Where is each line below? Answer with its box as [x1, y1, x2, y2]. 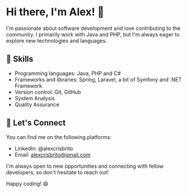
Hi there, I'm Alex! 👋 [6, 5, 105, 19]
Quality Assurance [14, 101, 60, 108]
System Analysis [14, 94, 55, 101]
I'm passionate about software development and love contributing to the [6, 25, 181, 32]
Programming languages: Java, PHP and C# [14, 70, 122, 77]
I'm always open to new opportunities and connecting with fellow [6, 162, 164, 170]
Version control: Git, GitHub [14, 88, 81, 96]
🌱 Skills [6, 54, 33, 64]
